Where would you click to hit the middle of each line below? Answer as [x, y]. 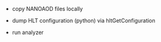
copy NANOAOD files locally [47, 9]
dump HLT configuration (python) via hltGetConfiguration [84, 20]
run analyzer [28, 32]
